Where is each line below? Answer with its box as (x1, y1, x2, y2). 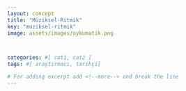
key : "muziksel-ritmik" (7, 23, 77, 30)
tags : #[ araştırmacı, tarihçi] (7, 60, 101, 68)
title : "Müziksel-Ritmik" (7, 17, 82, 24)
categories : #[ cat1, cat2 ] (7, 54, 92, 61)
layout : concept (7, 10, 54, 17)
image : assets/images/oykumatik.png (7, 29, 114, 37)
